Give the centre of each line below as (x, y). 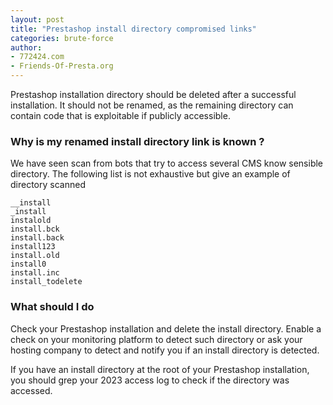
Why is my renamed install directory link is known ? (137, 141)
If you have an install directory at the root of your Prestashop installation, (160, 369)
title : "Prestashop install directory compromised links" (133, 29)
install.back (37, 238)
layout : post (37, 19)
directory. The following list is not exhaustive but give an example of (150, 174)
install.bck (35, 229)
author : (26, 47)
